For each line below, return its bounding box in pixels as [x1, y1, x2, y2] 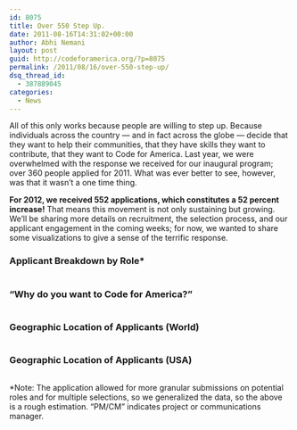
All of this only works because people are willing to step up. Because [9, 120, 263, 131]
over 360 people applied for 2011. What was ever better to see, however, [9, 168, 276, 178]
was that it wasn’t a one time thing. [9, 178, 137, 188]
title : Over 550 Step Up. [9, 21, 105, 30]
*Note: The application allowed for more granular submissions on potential [9, 382, 284, 393]
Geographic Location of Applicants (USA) [9, 354, 193, 367]
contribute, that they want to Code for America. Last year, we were [9, 149, 254, 160]
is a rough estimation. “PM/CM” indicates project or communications [9, 401, 261, 411]
